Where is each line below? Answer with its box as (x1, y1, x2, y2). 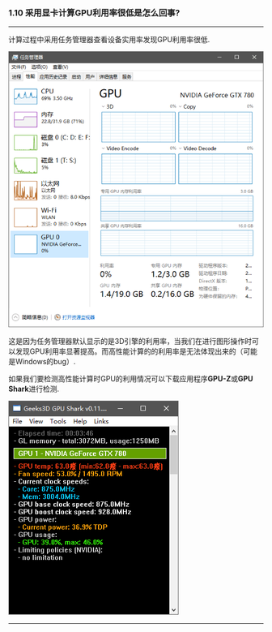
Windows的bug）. (15, 357, 76, 367)
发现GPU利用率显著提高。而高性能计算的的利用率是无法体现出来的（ (15, 346, 244, 356)
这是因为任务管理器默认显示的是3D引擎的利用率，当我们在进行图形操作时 (8, 337, 253, 346)
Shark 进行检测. (8, 384, 60, 394)
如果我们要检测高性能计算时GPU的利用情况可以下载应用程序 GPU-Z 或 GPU (8, 374, 253, 384)
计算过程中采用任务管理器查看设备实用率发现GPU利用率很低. (8, 35, 210, 45)
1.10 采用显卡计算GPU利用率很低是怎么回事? (8, 6, 181, 18)
